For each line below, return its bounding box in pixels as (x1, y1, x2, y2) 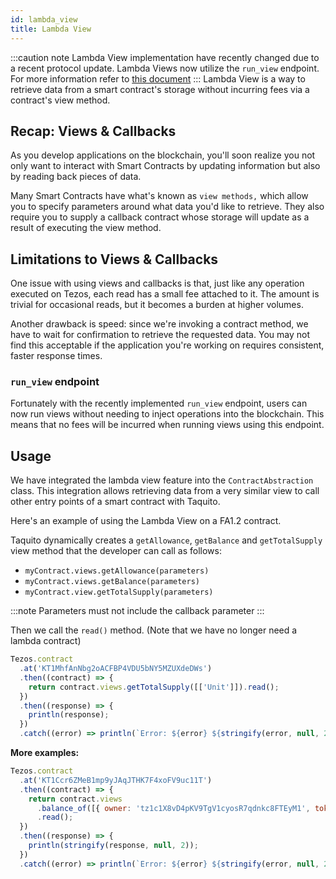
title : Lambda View (10, 24, 92, 34)
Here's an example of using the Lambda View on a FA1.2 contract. (10, 515, 282, 527)
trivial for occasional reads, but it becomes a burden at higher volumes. (10, 299, 304, 311)
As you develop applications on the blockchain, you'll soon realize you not (10, 149, 316, 161)
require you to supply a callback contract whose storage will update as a (10, 211, 310, 223)
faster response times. (10, 350, 103, 362)
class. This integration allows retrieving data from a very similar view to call (10, 485, 320, 497)
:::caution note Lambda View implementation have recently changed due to (10, 51, 320, 63)
